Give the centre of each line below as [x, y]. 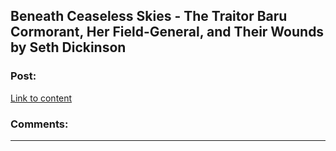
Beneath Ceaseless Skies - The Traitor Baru [149, 16]
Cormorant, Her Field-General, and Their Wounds [167, 32]
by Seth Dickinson [68, 47]
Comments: [39, 124]
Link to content [41, 98]
